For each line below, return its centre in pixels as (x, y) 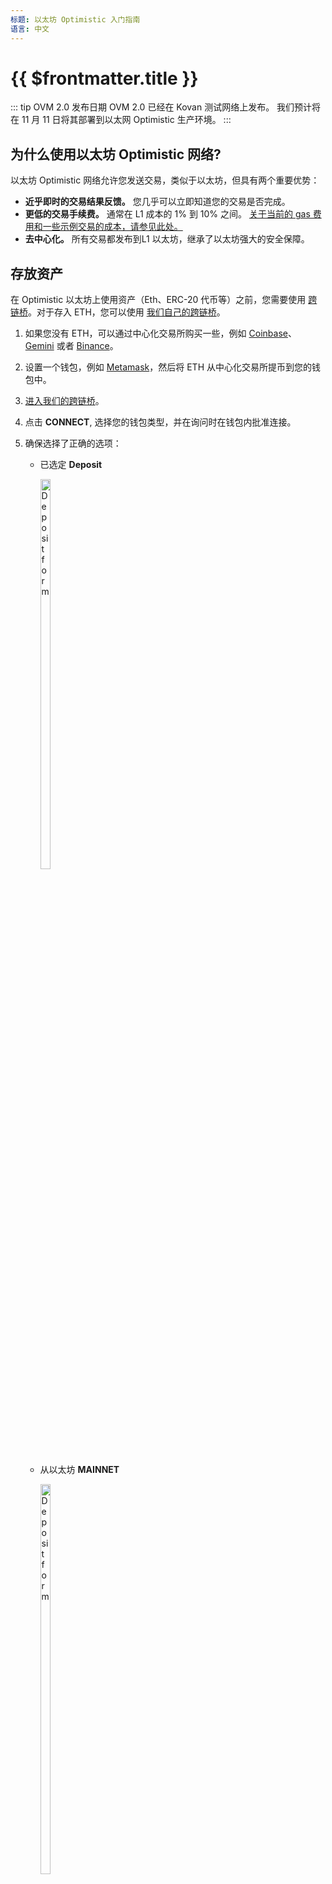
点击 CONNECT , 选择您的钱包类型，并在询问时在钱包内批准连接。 (160, 422)
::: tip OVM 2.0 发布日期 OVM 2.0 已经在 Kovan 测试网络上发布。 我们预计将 (166, 107)
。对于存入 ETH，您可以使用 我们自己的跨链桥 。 (127, 312)
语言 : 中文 (30, 29)
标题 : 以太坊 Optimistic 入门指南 (75, 19)
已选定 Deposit (71, 465)
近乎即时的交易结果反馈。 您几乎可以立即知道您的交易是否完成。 (157, 202)
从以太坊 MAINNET (79, 1470)
